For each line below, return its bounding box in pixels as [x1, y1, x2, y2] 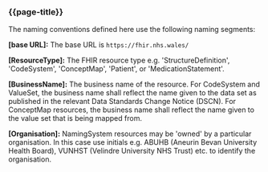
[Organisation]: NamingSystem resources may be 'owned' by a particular [8, 129, 252, 138]
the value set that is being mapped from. [8, 114, 143, 123]
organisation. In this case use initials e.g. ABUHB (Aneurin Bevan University [8, 138, 258, 147]
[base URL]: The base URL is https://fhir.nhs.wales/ [8, 40, 189, 50]
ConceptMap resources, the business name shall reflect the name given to [8, 105, 255, 114]
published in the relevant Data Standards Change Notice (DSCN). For [8, 97, 237, 106]
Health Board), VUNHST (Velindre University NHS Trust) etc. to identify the [8, 146, 256, 156]
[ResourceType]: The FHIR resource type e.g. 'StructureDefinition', [8, 55, 230, 66]
